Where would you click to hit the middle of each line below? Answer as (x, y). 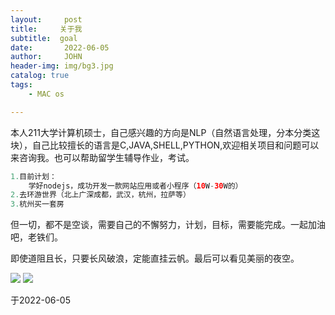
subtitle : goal (44, 38)
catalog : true (40, 76)
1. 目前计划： (33, 176)
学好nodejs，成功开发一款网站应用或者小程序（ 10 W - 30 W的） (135, 186)
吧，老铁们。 (36, 237)
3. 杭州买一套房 (37, 204)
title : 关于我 (46, 29)
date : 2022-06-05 (60, 47)
